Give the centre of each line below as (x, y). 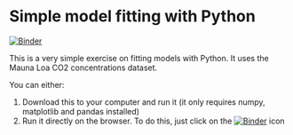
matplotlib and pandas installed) (81, 111)
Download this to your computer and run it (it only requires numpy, (143, 102)
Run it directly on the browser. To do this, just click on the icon (154, 121)
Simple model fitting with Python (132, 16)
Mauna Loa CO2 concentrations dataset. (83, 67)
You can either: (37, 84)
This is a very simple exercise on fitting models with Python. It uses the (139, 58)
